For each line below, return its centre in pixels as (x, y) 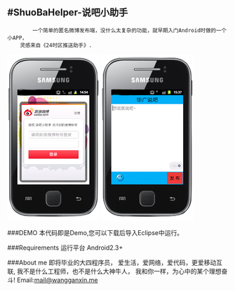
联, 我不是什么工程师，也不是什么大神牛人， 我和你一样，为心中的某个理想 (114, 271)
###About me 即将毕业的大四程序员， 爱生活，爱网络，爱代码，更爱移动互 (115, 262)
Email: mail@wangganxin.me (57, 280)
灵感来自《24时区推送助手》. (56, 45)
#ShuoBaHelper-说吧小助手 (68, 13)
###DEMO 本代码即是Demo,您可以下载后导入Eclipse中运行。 (95, 232)
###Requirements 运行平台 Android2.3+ (65, 248)
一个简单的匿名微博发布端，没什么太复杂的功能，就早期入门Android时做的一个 (129, 30)
